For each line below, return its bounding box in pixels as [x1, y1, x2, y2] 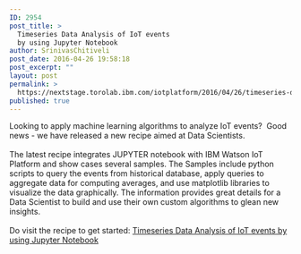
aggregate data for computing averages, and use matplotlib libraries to [9, 178, 271, 189]
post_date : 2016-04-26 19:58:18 [9, 55, 130, 63]
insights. [9, 207, 41, 217]
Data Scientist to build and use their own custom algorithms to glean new [9, 197, 279, 207]
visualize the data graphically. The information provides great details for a [9, 187, 281, 198]
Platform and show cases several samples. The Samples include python [9, 158, 275, 170]
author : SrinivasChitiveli [9, 47, 110, 55]
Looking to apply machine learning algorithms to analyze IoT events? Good [9, 121, 288, 131]
